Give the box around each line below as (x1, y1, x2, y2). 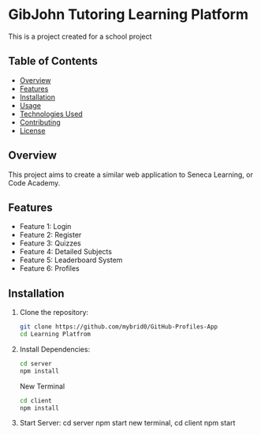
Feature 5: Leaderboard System (19, 255, 123, 265)
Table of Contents (8, 54, 99, 68)
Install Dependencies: (19, 344, 91, 354)
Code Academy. (8, 178, 61, 187)
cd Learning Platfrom (19, 330, 91, 339)
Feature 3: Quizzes (19, 238, 81, 248)
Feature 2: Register (19, 231, 82, 240)
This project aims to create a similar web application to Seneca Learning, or (8, 170, 254, 179)
